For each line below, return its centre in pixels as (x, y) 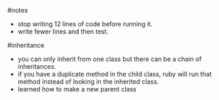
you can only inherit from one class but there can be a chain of (109, 59)
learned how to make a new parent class (77, 89)
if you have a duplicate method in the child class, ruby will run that (114, 74)
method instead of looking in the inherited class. (88, 82)
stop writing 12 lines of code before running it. (85, 24)
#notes (18, 10)
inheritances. (37, 66)
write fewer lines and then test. (63, 32)
